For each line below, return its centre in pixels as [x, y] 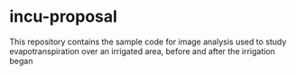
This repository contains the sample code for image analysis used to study [148, 42]
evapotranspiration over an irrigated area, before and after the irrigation [142, 51]
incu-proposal [63, 17]
